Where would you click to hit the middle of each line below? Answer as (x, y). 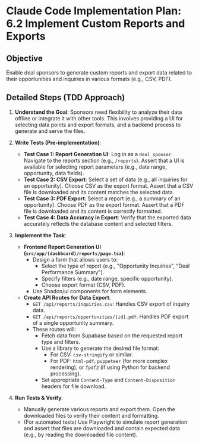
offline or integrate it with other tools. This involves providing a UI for (99, 118)
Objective (25, 58)
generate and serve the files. (50, 131)
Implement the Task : (40, 235)
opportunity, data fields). (54, 173)
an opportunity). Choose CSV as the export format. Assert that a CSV (108, 185)
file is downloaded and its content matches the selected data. (99, 192)
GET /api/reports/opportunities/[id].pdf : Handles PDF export (110, 316)
